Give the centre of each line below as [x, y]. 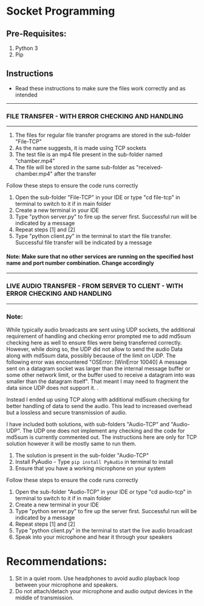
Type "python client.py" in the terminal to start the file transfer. [93, 236]
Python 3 [26, 48]
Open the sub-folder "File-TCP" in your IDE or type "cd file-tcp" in [97, 197]
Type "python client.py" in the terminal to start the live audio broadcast [104, 530]
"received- [149, 168]
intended [26, 95]
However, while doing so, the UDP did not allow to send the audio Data [95, 349]
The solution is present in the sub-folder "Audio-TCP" [82, 455]
